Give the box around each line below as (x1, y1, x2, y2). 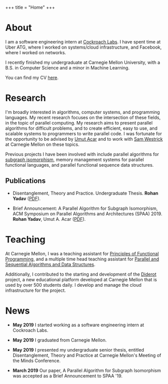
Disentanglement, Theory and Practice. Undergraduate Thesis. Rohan (12, 190, 158, 196)
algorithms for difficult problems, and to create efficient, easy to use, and (5, 125, 158, 131)
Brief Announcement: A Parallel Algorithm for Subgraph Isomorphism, (12, 205, 158, 211)
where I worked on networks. (5, 49, 66, 55)
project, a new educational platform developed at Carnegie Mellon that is (5, 276, 157, 283)
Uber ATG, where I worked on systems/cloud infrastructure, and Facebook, (5, 44, 162, 50)
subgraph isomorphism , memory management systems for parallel (5, 157, 144, 163)
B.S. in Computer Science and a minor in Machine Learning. (5, 64, 130, 70)
